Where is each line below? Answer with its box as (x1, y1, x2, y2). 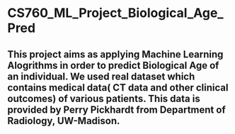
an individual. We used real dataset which (7, 70, 195, 82)
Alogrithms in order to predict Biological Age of (7, 59, 219, 72)
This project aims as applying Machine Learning (7, 48, 224, 60)
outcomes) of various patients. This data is (7, 92, 200, 104)
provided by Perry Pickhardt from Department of (7, 104, 227, 116)
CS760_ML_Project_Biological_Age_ (7, 5, 224, 21)
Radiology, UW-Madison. (7, 115, 120, 127)
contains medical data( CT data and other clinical (7, 82, 229, 94)
